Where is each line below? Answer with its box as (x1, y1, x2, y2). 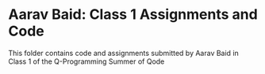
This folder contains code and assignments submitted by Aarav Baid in (8, 48, 240, 57)
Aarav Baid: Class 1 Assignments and (8, 6, 258, 24)
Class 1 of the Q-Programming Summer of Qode (8, 57, 165, 66)
